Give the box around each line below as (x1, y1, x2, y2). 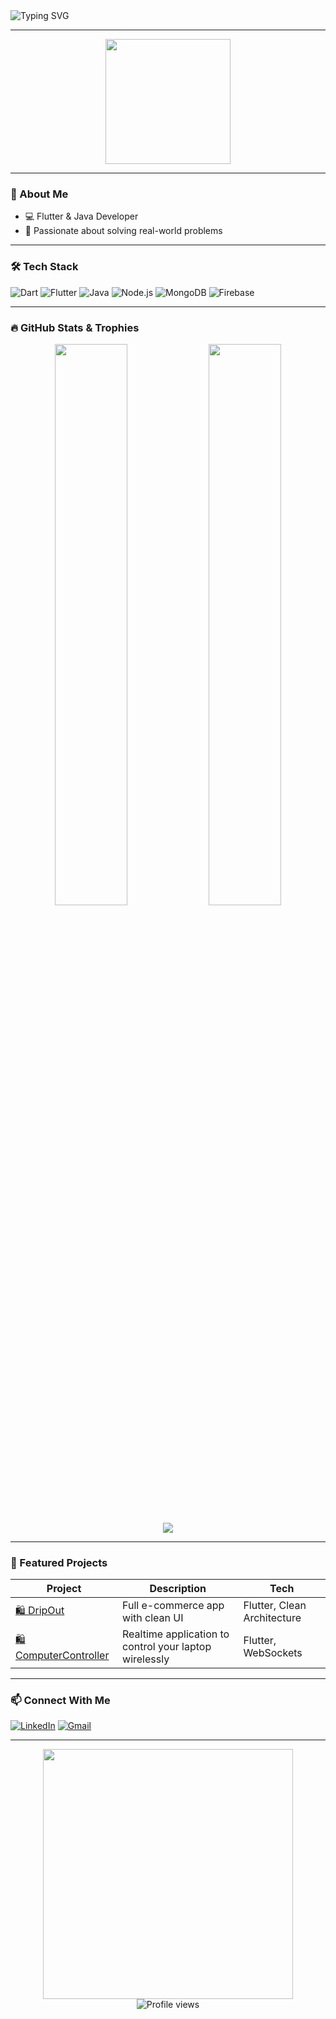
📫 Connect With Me (10, 1694, 111, 1708)
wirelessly (122, 1652, 170, 1666)
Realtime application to (122, 1627, 230, 1641)
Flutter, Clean (243, 1599, 307, 1613)
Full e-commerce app (122, 1599, 225, 1613)
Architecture (243, 1611, 302, 1625)
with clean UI (122, 1611, 184, 1625)
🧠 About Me (10, 187, 69, 201)
